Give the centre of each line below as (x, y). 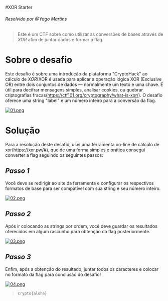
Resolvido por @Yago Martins (36, 19)
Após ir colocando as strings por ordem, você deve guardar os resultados (81, 226)
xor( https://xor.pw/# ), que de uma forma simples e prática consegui (75, 150)
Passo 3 (18, 257)
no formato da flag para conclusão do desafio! (53, 274)
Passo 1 (18, 171)
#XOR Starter (19, 7)
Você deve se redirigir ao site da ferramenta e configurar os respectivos (79, 183)
